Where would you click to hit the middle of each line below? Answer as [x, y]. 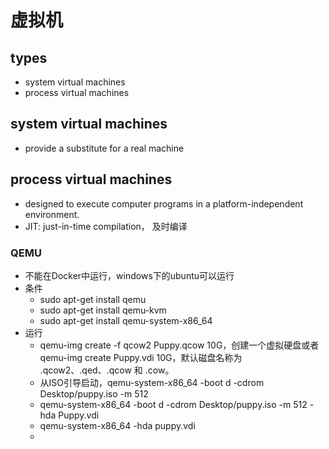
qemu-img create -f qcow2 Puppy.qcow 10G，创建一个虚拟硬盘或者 [179, 345]
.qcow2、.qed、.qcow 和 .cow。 [107, 370]
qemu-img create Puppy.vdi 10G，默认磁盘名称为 [141, 357]
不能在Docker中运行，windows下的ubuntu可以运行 [129, 275]
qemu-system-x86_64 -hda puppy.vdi [117, 425]
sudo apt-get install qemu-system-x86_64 [126, 320]
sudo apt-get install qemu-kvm [103, 310]
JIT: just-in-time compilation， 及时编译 [106, 226]
